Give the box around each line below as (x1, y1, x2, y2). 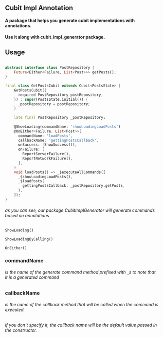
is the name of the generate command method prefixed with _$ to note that (5, 269, 156, 275)
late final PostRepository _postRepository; (14, 115, 106, 120)
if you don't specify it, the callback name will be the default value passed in (5, 322, 157, 328)
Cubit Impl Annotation (5, 4, 73, 12)
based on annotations (5, 213, 50, 219)
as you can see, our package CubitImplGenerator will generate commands (5, 207, 155, 213)
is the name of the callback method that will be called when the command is (5, 302, 159, 308)
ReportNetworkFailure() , (22, 156, 73, 161)
